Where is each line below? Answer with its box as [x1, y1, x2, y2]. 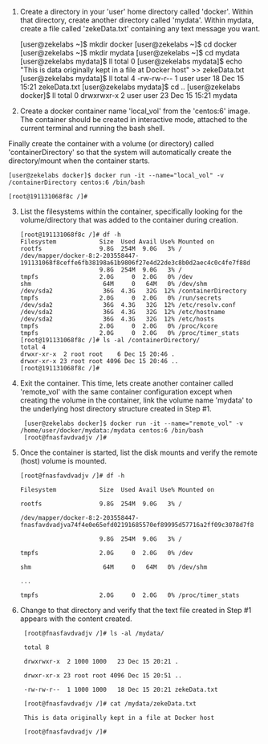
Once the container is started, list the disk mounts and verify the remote [19, 448, 258, 457]
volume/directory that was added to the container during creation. [19, 215, 239, 224]
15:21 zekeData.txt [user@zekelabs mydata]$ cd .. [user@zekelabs [19, 82, 241, 92]
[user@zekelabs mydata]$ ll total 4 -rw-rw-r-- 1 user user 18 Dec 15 [19, 74, 245, 83]
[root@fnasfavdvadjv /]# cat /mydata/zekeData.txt [23, 700, 197, 708]
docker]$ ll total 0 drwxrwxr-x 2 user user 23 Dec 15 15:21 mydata [19, 91, 238, 100]
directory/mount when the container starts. [8, 156, 150, 166]
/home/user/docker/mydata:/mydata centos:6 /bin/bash [19, 427, 204, 435]
